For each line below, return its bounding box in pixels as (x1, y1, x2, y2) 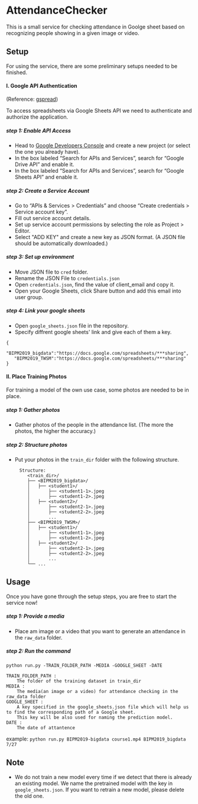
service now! (6, 599, 38, 606)
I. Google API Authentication (6, 82, 77, 90)
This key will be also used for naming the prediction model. (17, 714, 173, 720)
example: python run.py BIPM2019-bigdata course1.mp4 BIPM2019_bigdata (6, 735, 186, 742)
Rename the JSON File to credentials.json (14, 274, 120, 282)
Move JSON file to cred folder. (14, 268, 89, 275)
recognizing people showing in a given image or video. (6, 29, 139, 36)
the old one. (14, 792, 44, 799)
